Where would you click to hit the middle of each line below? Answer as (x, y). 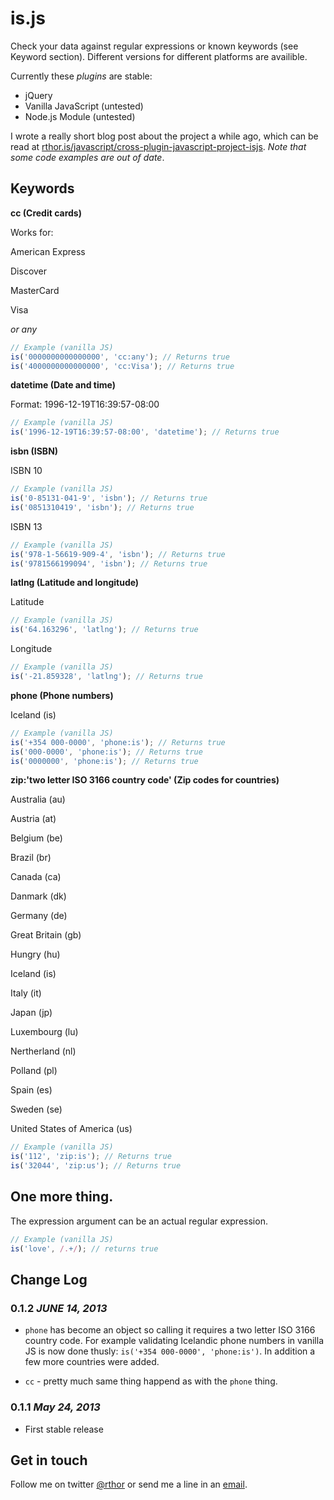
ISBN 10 (26, 471)
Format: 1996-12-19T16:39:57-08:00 (85, 404)
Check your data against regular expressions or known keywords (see (154, 46)
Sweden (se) (36, 1109)
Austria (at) (33, 819)
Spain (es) (31, 1090)
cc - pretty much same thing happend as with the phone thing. (151, 1381)
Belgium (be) (36, 838)
